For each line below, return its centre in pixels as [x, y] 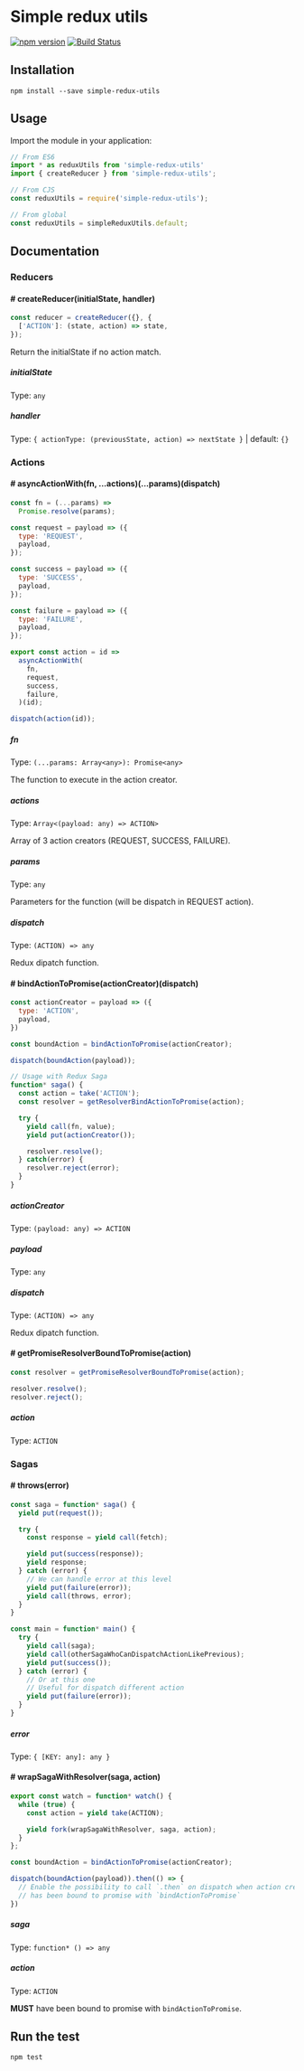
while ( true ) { [47, 1804]
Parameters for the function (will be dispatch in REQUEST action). [132, 902]
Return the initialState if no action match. [86, 352]
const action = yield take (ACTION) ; [96, 1813]
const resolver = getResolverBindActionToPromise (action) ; [132, 1102]
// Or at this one [61, 1680]
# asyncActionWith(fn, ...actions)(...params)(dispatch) [115, 484]
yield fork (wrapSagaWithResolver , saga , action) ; [122, 1829]
